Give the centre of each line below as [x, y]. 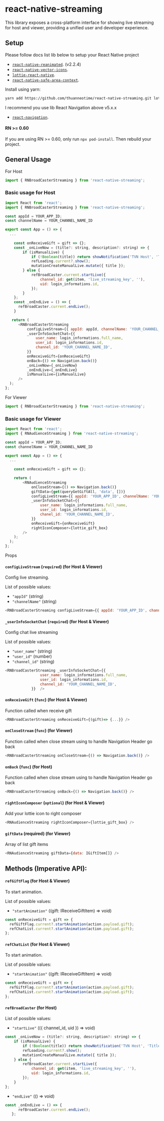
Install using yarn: [23, 89]
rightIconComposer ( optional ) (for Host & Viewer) [55, 803]
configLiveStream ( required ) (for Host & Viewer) [54, 567]
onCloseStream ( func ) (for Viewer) [39, 731]
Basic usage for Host [30, 193]
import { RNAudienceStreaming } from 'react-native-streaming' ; [72, 433]
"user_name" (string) [32, 651]
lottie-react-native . [33, 75]
